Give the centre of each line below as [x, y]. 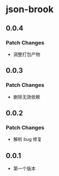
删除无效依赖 [26, 97]
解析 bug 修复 [27, 139]
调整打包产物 [26, 54]
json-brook [30, 9]
